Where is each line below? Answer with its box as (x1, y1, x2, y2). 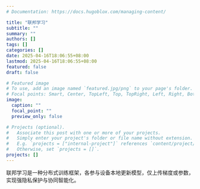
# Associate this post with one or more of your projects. (6, 129, 161, 136)
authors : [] (6, 36, 36, 42)
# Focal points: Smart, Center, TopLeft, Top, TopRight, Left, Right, (6, 91, 185, 97)
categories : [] (6, 47, 44, 54)
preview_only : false (11, 113, 62, 119)
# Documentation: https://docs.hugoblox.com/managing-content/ (6, 8, 167, 15)
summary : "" (6, 30, 36, 36)
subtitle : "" (6, 25, 39, 31)
